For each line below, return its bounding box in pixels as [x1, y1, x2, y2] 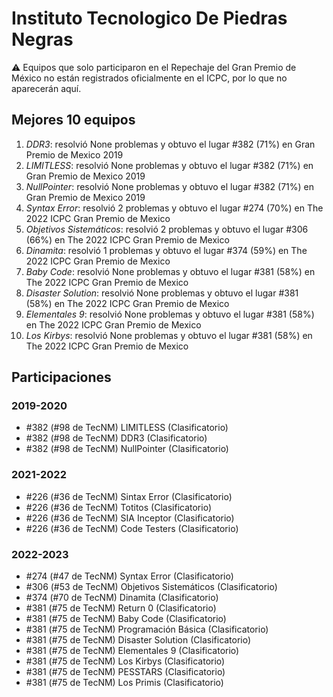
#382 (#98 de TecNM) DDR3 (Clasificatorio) [25, 432, 208, 444]
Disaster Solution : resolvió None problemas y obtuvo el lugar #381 [25, 287, 299, 299]
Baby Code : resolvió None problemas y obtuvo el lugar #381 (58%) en [25, 265, 316, 277]
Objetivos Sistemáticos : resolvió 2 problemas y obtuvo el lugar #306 [25, 223, 309, 235]
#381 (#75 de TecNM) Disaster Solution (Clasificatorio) [25, 634, 252, 646]
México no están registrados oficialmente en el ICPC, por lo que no [11, 72, 288, 84]
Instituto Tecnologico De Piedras [11, 7, 288, 30]
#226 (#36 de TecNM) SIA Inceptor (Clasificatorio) [25, 512, 235, 524]
